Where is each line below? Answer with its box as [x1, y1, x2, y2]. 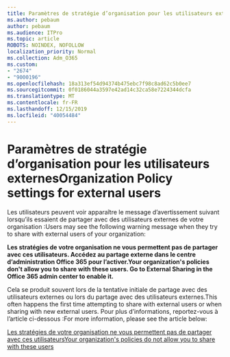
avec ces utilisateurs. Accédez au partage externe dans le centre [7, 250, 196, 258]
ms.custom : [7, 61, 38, 68]
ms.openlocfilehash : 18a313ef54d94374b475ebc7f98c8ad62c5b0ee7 [7, 80, 192, 87]
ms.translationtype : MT [7, 93, 75, 100]
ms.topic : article [7, 36, 60, 42]
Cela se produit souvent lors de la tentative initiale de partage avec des [7, 285, 207, 293]
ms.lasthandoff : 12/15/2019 [7, 106, 88, 112]
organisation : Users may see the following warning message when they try [7, 222, 218, 230]
